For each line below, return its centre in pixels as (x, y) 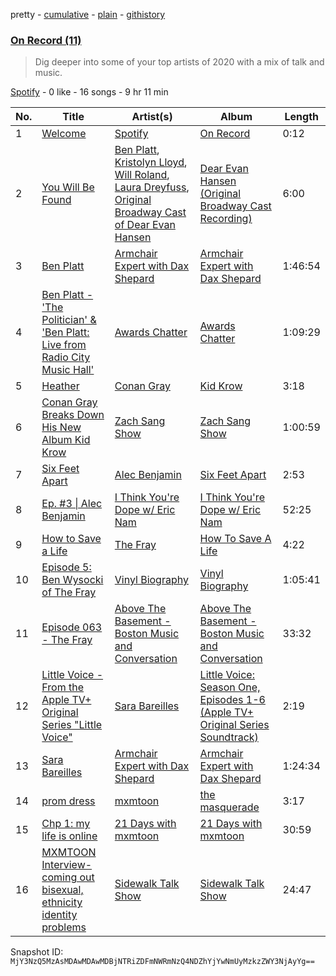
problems (64, 927)
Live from (64, 345)
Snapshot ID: (37, 952)
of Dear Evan (145, 225)
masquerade (229, 807)
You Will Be (68, 187)
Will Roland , (142, 175)
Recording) (226, 219)
